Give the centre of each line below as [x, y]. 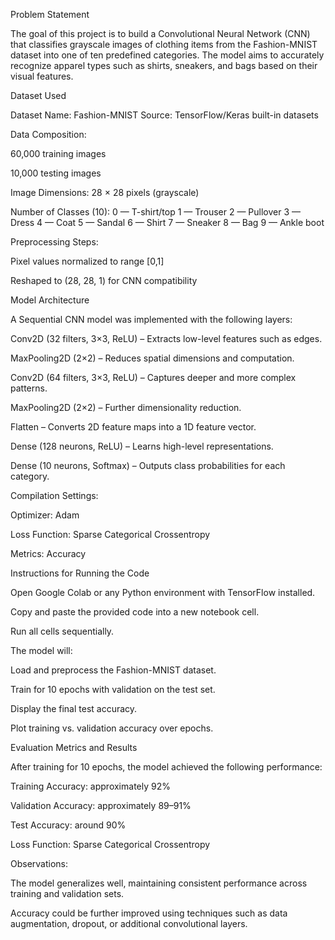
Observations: [39, 863]
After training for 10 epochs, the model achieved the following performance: [166, 767]
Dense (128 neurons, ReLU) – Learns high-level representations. [142, 446]
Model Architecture [50, 300]
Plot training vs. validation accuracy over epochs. [112, 728]
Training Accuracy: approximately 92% [90, 786]
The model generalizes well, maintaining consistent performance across [159, 883]
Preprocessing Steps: [54, 242]
